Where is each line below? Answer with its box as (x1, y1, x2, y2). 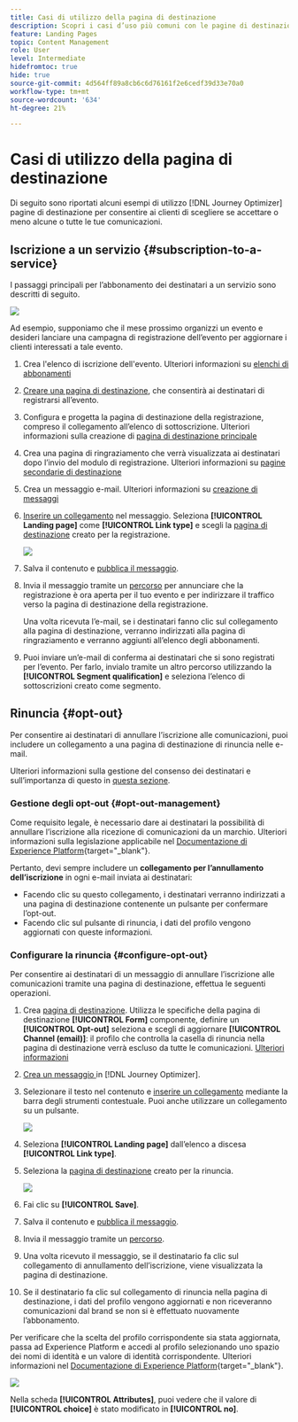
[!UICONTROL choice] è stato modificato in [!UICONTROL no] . (10, 1403, 239, 1414)
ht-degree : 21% (10, 104, 66, 113)
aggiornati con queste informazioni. (22, 927, 153, 937)
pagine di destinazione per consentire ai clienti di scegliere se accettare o (10, 207, 279, 218)
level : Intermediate (10, 54, 87, 63)
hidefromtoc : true (10, 63, 78, 72)
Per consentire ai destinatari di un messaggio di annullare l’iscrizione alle (10, 969, 275, 980)
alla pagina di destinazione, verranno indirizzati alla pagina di (22, 626, 246, 636)
